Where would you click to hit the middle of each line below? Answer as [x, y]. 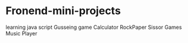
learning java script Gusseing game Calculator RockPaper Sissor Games [94, 27]
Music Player [21, 33]
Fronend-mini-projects [63, 11]
